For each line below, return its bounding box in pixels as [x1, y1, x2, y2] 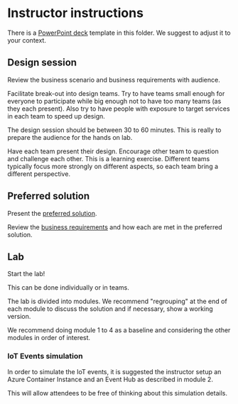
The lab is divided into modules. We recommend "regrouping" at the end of [7, 297, 227, 306]
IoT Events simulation [7, 351, 83, 361]
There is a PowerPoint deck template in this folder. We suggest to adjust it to [7, 28, 231, 37]
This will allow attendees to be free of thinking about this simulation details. [7, 388, 227, 397]
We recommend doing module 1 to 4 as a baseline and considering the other [7, 326, 231, 334]
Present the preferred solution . [7, 209, 97, 217]
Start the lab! [7, 270, 45, 278]
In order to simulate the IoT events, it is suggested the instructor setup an [7, 367, 222, 376]
